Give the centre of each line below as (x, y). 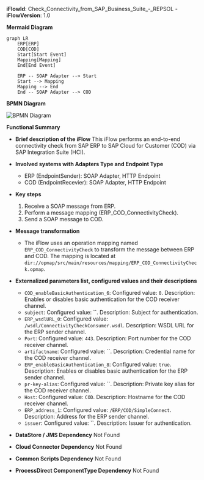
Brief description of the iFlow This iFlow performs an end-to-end (97, 139)
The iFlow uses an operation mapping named (81, 243)
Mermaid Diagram (30, 27)
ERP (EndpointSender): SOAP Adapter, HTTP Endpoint (92, 176)
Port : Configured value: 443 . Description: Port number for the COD (107, 338)
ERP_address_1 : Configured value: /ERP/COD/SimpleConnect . (98, 410)
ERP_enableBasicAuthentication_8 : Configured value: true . (98, 364)
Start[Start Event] (42, 55)
